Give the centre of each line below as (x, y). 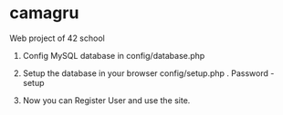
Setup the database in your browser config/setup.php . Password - (148, 73)
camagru (44, 13)
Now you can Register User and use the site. (106, 100)
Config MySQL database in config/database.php (114, 55)
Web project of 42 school (57, 38)
